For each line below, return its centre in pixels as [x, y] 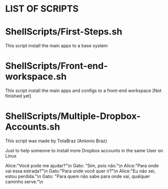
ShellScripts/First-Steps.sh [64, 32]
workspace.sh [36, 77]
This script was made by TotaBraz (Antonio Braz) [56, 141]
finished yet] [18, 96]
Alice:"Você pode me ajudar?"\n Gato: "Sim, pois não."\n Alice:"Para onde [82, 166]
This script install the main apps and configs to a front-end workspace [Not [83, 90]
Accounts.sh [33, 127]
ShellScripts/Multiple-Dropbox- [73, 116]
